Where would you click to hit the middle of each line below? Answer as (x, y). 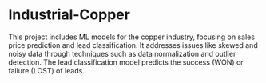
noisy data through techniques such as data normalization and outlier (122, 53)
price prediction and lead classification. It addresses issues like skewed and (133, 45)
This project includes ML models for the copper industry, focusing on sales (132, 37)
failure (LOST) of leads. (47, 70)
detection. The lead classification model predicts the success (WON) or (126, 62)
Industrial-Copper (69, 15)
